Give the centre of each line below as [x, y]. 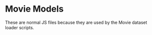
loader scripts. [20, 27]
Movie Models [34, 9]
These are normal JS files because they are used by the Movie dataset [76, 22]
